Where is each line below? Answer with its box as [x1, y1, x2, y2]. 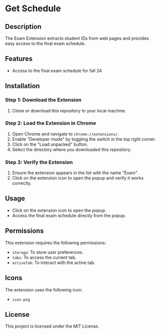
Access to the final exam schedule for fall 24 [12, 67, 102, 73]
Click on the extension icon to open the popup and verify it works [12, 175, 144, 181]
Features [5, 55, 33, 63]
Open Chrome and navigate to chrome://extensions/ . [12, 131, 119, 137]
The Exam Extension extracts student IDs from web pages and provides [5, 35, 149, 41]
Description [5, 22, 41, 31]
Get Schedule [5, 3, 61, 14]
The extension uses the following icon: [5, 287, 83, 292]
